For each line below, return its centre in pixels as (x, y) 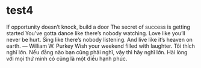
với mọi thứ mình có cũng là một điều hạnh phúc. (67, 58)
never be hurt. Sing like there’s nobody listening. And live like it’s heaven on (99, 39)
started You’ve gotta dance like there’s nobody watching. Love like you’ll (96, 33)
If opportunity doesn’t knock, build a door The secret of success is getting (98, 27)
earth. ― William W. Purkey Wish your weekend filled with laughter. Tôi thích (101, 46)
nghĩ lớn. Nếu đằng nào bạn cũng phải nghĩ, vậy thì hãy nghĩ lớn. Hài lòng (97, 52)
